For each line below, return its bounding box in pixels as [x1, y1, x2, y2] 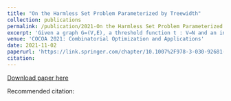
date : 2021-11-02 [7, 42, 57, 49]
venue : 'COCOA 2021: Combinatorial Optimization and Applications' [7, 36, 205, 43]
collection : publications [7, 16, 81, 23]
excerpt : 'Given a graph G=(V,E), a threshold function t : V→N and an [7, 29, 217, 36]
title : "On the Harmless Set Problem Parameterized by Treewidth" [7, 10, 201, 17]
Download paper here [7, 74, 69, 82]
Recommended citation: [7, 87, 75, 95]
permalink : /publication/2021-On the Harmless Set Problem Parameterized [7, 23, 223, 30]
